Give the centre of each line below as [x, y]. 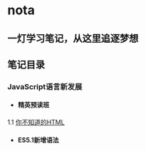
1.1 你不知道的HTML [36, 123]
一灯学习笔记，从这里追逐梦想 [73, 38]
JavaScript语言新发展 [45, 86]
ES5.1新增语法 [38, 140]
